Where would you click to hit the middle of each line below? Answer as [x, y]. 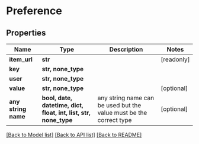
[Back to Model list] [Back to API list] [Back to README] [74, 135]
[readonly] [175, 59]
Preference [34, 11]
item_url [21, 59]
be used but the [119, 105]
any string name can [126, 98]
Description [126, 49]
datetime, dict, [63, 105]
